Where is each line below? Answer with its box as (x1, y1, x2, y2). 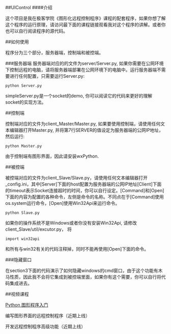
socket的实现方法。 (5, 99, 46, 105)
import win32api (5, 236, 40, 241)
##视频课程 (5, 291, 29, 297)
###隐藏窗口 (5, 257, 32, 263)
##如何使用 (5, 39, 29, 45)
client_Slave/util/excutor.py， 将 (5, 226, 72, 232)
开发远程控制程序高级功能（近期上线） (5, 323, 85, 329)
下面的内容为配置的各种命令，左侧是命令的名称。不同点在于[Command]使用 (5, 194, 164, 200)
